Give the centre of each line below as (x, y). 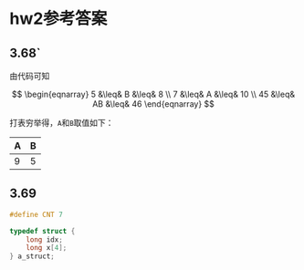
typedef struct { (42, 231)
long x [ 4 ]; (47, 248)
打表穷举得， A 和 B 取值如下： (62, 123)
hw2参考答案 (58, 19)
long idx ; (45, 239)
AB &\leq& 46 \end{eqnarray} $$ (153, 104)
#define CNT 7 (37, 214)
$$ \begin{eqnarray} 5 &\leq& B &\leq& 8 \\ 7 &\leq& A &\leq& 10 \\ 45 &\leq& (153, 94)
